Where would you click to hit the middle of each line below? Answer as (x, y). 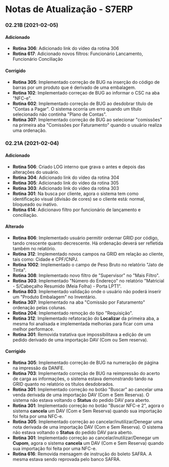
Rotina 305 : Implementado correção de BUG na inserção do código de (86, 82)
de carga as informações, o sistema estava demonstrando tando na (82, 379)
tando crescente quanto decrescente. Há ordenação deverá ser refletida (88, 243)
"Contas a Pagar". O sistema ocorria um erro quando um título (77, 109)
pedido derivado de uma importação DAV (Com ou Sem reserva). (80, 340)
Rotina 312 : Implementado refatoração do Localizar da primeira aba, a (86, 318)
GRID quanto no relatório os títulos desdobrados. (63, 384)
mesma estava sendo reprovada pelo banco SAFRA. (67, 459)
